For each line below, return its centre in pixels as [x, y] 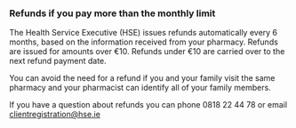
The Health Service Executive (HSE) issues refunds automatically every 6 [144, 33]
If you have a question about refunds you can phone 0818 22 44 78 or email [148, 105]
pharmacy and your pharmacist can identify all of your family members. [140, 88]
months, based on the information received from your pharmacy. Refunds [144, 42]
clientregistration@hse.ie [55, 115]
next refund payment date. [58, 61]
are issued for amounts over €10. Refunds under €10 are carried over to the [147, 52]
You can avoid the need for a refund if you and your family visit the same [142, 78]
